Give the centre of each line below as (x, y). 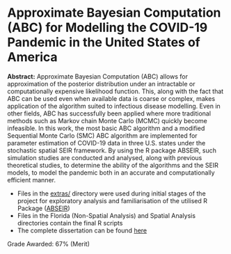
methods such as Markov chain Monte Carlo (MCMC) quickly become (107, 120)
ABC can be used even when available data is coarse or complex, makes (111, 98)
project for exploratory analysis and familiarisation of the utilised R (112, 200)
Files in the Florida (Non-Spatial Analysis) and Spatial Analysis (106, 215)
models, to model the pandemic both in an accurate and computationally (111, 173)
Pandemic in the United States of (104, 42)
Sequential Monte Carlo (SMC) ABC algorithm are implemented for (102, 135)
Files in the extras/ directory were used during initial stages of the (112, 193)
